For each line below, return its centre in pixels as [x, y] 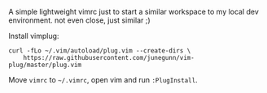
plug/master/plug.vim [45, 65]
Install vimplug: [34, 36]
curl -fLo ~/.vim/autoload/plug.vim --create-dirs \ [100, 51]
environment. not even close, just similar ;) [79, 20]
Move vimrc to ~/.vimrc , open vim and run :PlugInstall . [103, 80]
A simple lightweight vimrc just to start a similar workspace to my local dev [133, 12]
